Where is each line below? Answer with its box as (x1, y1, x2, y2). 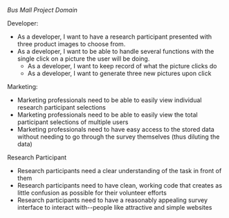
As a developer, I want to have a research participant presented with (17, 32, 212, 41)
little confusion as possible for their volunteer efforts (17, 189, 167, 197)
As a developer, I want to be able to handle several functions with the (17, 48, 214, 55)
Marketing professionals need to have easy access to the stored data (17, 126, 214, 133)
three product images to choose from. (17, 40, 126, 48)
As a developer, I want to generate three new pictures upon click (27, 69, 212, 77)
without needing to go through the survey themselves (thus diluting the (17, 132, 220, 141)
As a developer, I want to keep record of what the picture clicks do (27, 62, 217, 70)
